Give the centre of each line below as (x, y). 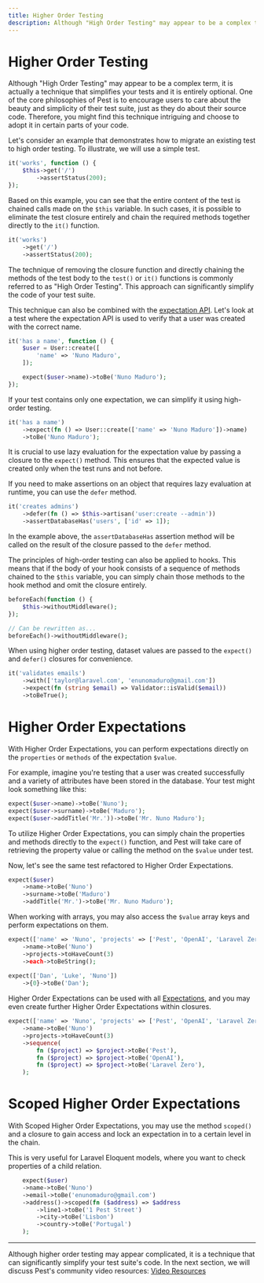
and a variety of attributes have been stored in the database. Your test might (132, 781)
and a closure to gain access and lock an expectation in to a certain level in (130, 1134)
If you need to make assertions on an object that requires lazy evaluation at (130, 484)
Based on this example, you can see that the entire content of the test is (125, 200)
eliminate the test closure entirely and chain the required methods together (129, 216)
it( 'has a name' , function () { (61, 341)
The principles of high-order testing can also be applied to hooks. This (122, 560)
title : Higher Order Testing (56, 15)
